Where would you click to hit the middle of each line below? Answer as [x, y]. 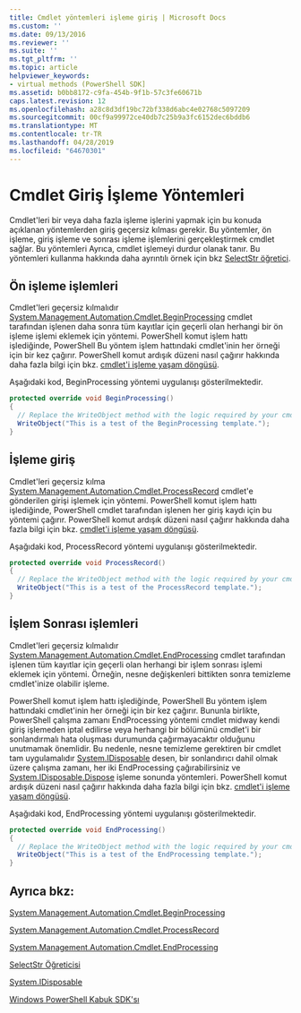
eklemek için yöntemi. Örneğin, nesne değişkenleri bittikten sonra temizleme [150, 674]
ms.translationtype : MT [54, 126]
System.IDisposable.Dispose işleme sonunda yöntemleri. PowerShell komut [148, 777]
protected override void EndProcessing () [88, 829]
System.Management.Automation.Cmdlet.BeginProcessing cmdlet [131, 317]
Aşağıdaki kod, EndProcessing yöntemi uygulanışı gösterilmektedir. [133, 813]
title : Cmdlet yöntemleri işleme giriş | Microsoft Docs [118, 17]
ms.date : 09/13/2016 [48, 34]
